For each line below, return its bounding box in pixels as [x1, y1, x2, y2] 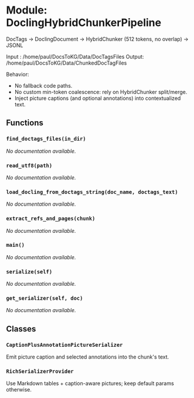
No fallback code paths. [14, 82, 73, 89]
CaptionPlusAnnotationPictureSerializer [6, 342, 123, 348]
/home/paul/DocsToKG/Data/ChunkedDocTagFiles [6, 59, 127, 66]
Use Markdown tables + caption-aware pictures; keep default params [6, 380, 174, 387]
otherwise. [6, 386, 32, 393]
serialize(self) [6, 268, 53, 275]
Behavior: [6, 71, 29, 78]
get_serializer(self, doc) [6, 295, 83, 302]
